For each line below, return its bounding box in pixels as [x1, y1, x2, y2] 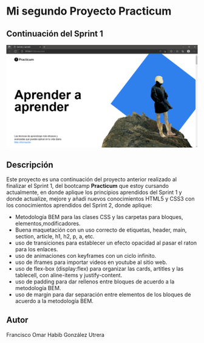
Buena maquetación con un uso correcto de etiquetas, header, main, [15, 226, 187, 234]
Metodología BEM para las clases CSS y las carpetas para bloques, [15, 213, 183, 221]
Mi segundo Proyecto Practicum [6, 4, 172, 18]
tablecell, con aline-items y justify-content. [15, 272, 123, 279]
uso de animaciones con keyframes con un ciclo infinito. [15, 252, 157, 260]
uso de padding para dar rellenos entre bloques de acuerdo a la [15, 278, 175, 285]
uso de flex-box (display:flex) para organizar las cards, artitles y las [15, 265, 184, 272]
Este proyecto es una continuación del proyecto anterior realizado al [6, 176, 177, 183]
